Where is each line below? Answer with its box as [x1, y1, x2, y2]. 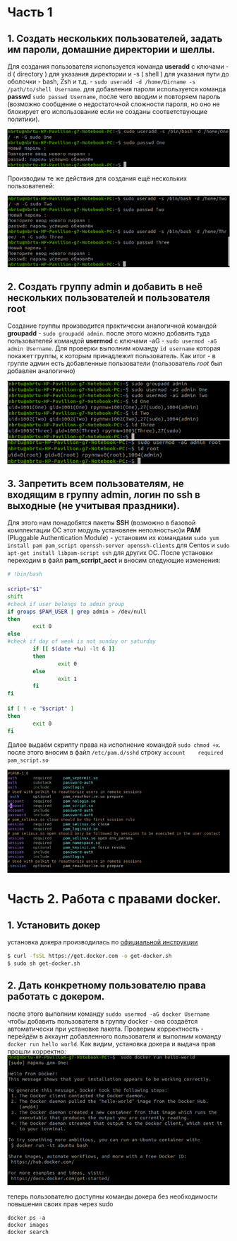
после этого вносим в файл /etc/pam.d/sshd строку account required [7, 748, 224, 756]
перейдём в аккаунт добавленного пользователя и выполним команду [7, 1031, 221, 1041]
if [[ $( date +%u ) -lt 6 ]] [32, 646, 115, 653]
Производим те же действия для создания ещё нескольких [7, 174, 187, 183]
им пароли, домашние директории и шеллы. [7, 43, 215, 55]
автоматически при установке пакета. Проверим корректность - [7, 1024, 204, 1033]
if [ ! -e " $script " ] [7, 705, 74, 712]
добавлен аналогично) [7, 367, 75, 375]
